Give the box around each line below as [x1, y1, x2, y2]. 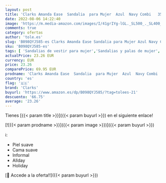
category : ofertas [5, 30, 43, 35]
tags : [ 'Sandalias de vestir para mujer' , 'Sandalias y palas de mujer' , [5, 48, 161, 53]
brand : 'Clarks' [5, 85, 39, 90]
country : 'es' [5, 76, 35, 81]
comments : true [5, 26, 37, 31]
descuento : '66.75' [5, 94, 45, 99]
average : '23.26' [5, 99, 41, 104]
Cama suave [12, 147, 38, 153]
